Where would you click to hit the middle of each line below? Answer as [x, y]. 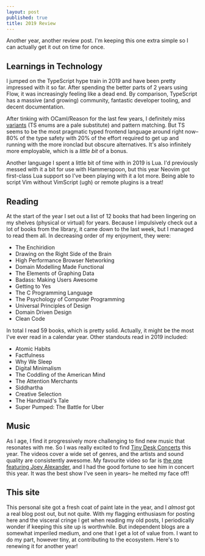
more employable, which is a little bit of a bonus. [67, 151]
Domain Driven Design [43, 312]
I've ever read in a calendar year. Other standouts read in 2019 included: [97, 337]
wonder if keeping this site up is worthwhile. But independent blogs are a [98, 526]
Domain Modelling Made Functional [60, 267]
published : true [27, 18]
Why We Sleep [34, 362]
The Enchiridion [35, 247]
